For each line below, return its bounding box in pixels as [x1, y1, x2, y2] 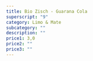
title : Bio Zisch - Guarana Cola [6, 8, 88, 15]
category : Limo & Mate [6, 19, 61, 25]
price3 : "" [6, 46, 33, 52]
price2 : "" [6, 41, 33, 47]
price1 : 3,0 [6, 35, 35, 41]
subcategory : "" [6, 24, 46, 31]
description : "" [6, 30, 46, 36]
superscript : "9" [6, 14, 49, 20]
